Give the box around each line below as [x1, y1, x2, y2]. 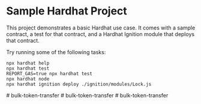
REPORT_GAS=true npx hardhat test [6, 70, 93, 76]
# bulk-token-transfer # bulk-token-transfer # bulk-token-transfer [6, 91, 169, 99]
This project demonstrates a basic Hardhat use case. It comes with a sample [6, 24, 196, 31]
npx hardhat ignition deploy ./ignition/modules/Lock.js [6, 81, 152, 87]
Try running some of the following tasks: [6, 48, 106, 55]
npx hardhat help [6, 60, 50, 66]
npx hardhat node [6, 76, 50, 82]
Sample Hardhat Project [6, 4, 127, 18]
